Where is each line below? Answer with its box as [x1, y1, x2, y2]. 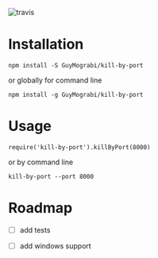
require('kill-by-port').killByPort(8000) [8, 143, 151, 151]
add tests [19, 225, 51, 234]
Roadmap [8, 199, 73, 218]
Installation [8, 36, 84, 53]
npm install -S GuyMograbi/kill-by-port [8, 61, 145, 69]
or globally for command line [8, 75, 102, 85]
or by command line [8, 157, 74, 167]
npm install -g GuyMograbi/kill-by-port [8, 90, 145, 98]
